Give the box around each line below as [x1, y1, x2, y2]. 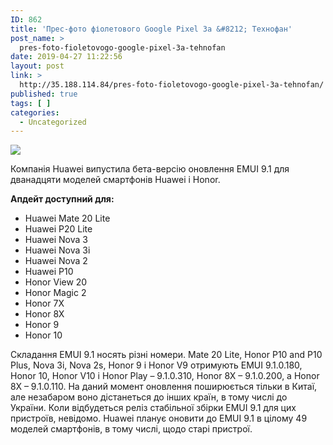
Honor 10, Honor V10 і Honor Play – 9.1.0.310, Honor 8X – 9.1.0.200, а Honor [10, 370, 320, 382]
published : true [10, 89, 78, 99]
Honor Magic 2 [24, 287, 87, 299]
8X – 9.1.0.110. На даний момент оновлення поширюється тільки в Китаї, [10, 381, 318, 393]
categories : [10, 107, 60, 118]
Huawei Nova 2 [24, 255, 88, 267]
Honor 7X [24, 297, 65, 310]
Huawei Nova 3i [24, 244, 91, 256]
